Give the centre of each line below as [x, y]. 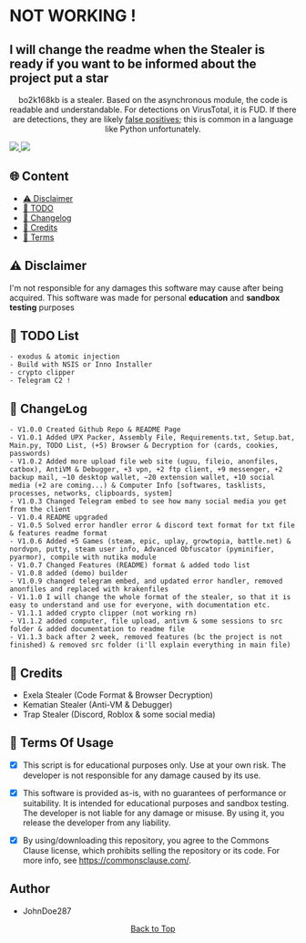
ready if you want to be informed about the [133, 63]
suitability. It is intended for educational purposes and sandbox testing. [156, 803]
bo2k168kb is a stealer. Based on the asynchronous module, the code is [153, 100]
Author [30, 889]
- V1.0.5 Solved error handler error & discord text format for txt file [153, 525]
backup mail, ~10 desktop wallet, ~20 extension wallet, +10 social [142, 478]
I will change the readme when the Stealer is [138, 50]
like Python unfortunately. [153, 129]
